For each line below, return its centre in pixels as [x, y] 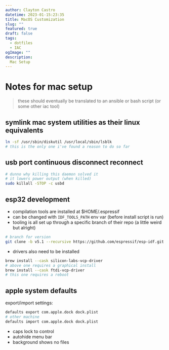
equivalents [24, 130]
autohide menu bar [32, 337]
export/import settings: [29, 303]
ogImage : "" [18, 52]
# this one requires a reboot [37, 275]
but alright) [24, 228]
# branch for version [28, 237]
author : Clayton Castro [30, 10]
